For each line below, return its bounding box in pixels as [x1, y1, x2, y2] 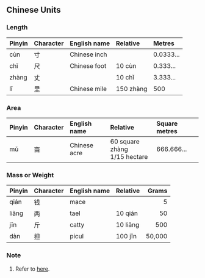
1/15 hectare [110, 152, 148, 161]
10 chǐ [115, 73, 134, 81]
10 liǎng [115, 221, 140, 229]
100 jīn [115, 232, 137, 241]
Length [6, 23, 28, 32]
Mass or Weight [6, 170, 54, 179]
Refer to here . [15, 265, 50, 273]
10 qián [115, 209, 138, 218]
